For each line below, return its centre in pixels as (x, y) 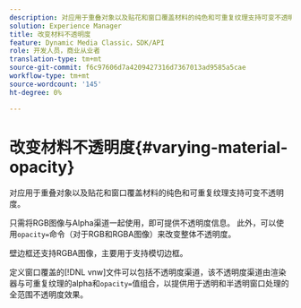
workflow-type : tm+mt (50, 76)
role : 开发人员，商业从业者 (55, 51)
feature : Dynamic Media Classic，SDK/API (87, 43)
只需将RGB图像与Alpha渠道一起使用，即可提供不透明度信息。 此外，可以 (143, 223)
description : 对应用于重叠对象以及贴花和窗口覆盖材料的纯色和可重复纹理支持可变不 (146, 17)
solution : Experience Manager (66, 26)
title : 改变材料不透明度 (50, 34)
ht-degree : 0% (36, 92)
